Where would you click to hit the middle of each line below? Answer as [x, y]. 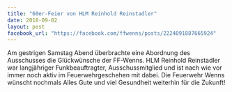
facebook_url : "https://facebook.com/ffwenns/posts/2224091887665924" [112, 33]
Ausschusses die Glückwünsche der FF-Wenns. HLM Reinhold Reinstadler [114, 61]
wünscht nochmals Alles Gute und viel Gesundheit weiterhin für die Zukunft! [116, 83]
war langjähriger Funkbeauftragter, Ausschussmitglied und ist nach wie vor [115, 68]
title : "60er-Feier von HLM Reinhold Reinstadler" [82, 14]
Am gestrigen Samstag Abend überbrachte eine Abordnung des [99, 53]
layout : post [26, 26]
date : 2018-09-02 [32, 20]
